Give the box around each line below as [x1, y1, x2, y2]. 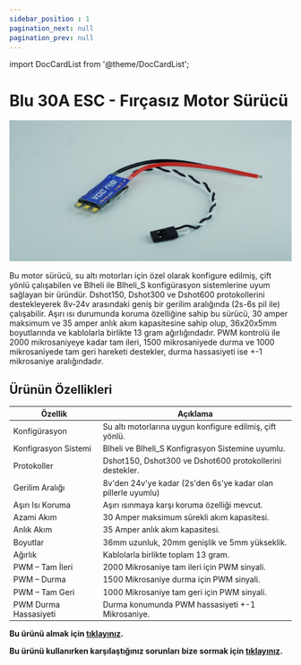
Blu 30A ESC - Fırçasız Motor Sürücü [9, 90, 288, 111]
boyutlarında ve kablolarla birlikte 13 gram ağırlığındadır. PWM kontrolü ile [9, 328, 280, 338]
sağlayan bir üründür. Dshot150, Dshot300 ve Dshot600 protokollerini [9, 289, 266, 300]
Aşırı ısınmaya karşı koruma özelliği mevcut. [102, 499, 263, 510]
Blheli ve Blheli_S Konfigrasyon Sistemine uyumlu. [102, 443, 286, 454]
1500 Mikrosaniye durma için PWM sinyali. [102, 574, 261, 585]
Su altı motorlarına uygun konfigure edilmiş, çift [102, 421, 276, 431]
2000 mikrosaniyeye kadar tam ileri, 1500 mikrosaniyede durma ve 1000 [9, 337, 275, 348]
